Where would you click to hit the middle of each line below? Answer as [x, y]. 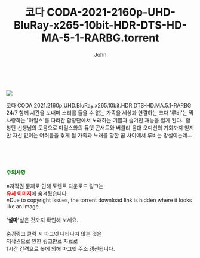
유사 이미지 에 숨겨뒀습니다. [37, 193]
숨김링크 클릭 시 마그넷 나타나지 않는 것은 [54, 234]
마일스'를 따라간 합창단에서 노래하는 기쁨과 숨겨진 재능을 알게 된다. [106, 120]
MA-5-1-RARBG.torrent [100, 38]
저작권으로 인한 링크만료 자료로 [42, 241]
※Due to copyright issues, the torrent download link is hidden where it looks [99, 200]
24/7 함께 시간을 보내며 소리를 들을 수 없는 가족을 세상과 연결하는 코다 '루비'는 [97, 113]
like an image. [23, 206]
